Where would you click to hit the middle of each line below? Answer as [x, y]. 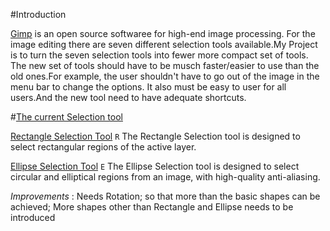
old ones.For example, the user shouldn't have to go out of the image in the [165, 76]
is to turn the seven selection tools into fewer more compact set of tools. [159, 55]
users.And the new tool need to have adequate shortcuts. [128, 97]
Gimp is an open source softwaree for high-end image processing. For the [163, 33]
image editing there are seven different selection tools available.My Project [164, 44]
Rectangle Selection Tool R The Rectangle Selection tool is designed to [155, 136]
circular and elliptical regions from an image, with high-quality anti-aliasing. [165, 177]
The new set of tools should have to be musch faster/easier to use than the [165, 65]
